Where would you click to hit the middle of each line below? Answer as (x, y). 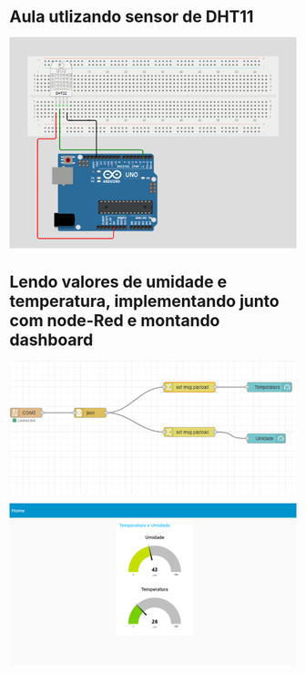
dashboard (51, 340)
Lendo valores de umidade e (118, 282)
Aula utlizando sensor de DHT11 (132, 17)
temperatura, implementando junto (144, 301)
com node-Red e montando (115, 320)
